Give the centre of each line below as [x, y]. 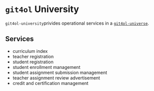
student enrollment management [46, 67]
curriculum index [30, 51]
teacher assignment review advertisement [56, 78]
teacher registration [33, 56]
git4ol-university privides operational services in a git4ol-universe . [77, 23]
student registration [33, 62]
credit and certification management [50, 83]
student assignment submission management [60, 72]
